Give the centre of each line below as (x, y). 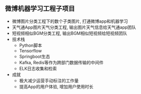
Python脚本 (31, 45)
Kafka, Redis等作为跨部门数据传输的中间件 (61, 62)
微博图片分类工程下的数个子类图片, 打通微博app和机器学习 (70, 21)
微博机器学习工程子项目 (40, 9)
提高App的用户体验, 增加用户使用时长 (56, 86)
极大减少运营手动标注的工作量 (49, 81)
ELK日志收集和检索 (38, 68)
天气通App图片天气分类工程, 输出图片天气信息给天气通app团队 (74, 27)
